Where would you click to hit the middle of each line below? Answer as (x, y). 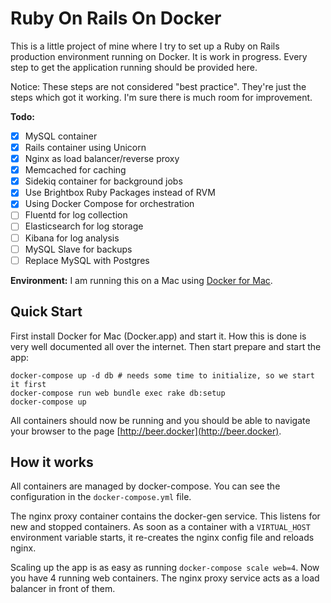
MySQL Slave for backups (78, 249)
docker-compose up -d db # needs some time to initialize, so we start (162, 375)
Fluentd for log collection (76, 215)
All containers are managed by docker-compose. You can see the (145, 486)
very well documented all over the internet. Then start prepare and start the (166, 346)
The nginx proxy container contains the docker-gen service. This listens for (165, 516)
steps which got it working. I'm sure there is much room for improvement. (161, 97)
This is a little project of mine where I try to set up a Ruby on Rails (145, 46)
